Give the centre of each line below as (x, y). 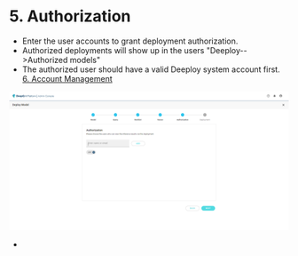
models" (85, 60)
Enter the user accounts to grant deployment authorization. (130, 41)
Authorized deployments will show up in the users (113, 50)
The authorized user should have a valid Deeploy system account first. (151, 69)
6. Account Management (67, 78)
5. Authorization (70, 16)
